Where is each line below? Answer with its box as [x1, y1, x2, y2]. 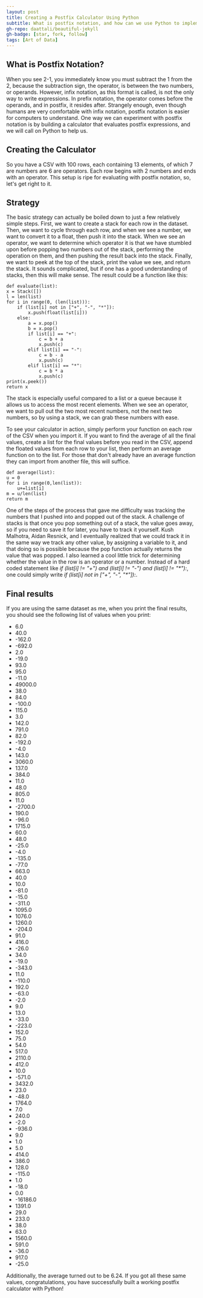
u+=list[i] [17, 485, 45, 491]
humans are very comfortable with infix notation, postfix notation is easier [6, 107, 190, 115]
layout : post [6, 8, 39, 15]
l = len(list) [6, 294, 42, 300]
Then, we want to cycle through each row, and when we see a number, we [6, 227, 192, 234]
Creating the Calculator [6, 145, 97, 155]
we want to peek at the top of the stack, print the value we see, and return [6, 259, 191, 266]
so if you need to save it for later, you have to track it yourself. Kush [6, 526, 174, 533]
